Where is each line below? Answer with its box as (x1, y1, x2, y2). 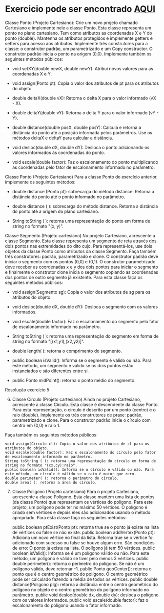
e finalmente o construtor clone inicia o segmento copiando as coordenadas (5, 269, 159, 275)
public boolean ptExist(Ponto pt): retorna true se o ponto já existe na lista (12, 524, 159, 530)
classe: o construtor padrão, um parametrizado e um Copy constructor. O (5, 46, 153, 51)
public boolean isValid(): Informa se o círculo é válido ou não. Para (5, 467, 154, 472)
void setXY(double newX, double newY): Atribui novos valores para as (12, 65, 154, 72)
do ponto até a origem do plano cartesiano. (12, 208, 99, 214)
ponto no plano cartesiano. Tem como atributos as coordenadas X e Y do (5, 30, 152, 36)
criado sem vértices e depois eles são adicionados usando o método (12, 509, 151, 515)
